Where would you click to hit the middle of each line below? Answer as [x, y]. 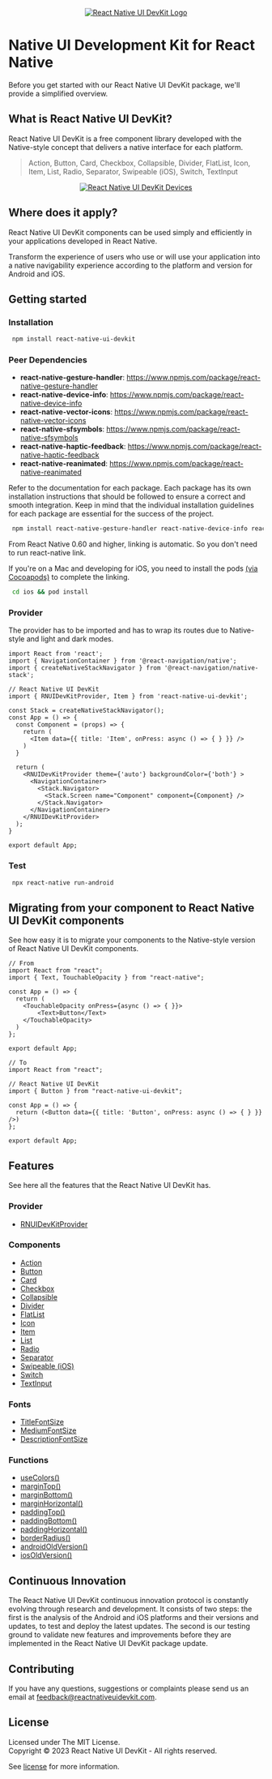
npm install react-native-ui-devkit [74, 339]
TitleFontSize [42, 1422]
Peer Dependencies [48, 360]
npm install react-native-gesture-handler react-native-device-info [130, 529]
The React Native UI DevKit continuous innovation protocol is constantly [129, 1601]
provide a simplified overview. [58, 93]
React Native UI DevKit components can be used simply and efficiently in [130, 232]
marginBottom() [46, 1495]
